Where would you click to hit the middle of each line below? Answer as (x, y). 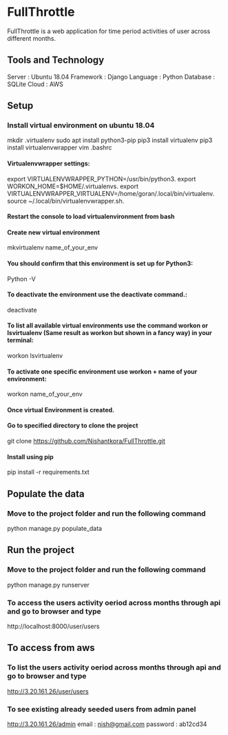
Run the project (41, 550)
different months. (32, 38)
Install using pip (30, 456)
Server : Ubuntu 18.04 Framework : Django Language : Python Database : (111, 77)
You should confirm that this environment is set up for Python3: (100, 263)
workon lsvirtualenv (35, 356)
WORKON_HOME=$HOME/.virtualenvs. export (73, 186)
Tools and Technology (56, 60)
